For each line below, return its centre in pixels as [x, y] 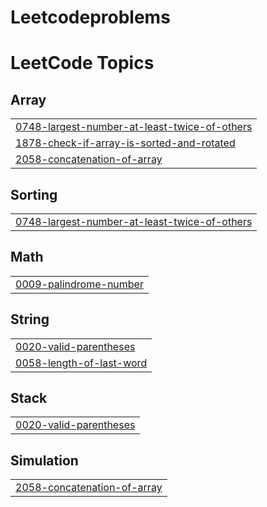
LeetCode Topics [82, 63]
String [30, 319]
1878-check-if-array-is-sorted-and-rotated [125, 143]
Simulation [44, 460]
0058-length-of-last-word [81, 363]
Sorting [34, 194]
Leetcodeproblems [90, 17]
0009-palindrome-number [79, 284]
